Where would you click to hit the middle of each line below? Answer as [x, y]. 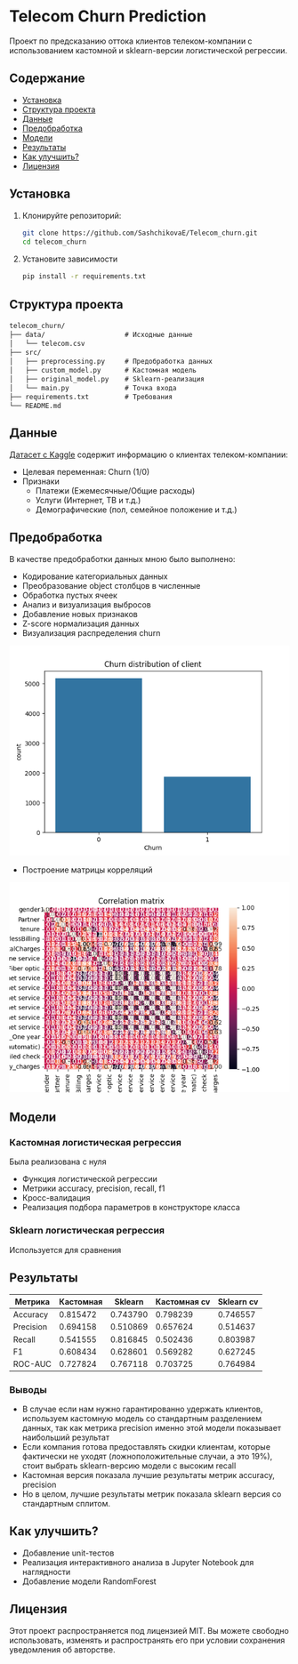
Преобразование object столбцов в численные [111, 585]
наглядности [46, 1572]
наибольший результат [65, 1437]
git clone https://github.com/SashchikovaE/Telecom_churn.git [140, 233]
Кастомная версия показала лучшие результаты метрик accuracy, [149, 1475]
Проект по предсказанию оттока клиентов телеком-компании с [131, 41]
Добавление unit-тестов [68, 1553]
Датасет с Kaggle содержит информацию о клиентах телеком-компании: [149, 454]
